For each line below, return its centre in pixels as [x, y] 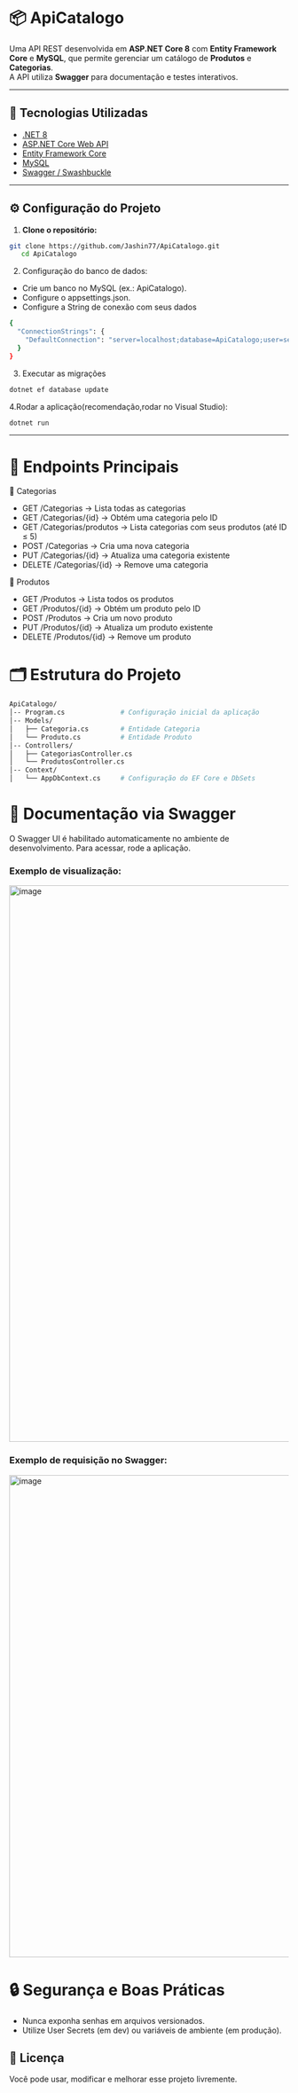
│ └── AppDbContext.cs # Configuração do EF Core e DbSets [132, 779]
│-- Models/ [31, 721]
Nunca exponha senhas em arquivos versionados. [114, 2020]
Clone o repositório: [59, 230]
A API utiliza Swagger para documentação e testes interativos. [124, 76]
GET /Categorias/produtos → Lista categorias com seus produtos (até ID [154, 527]
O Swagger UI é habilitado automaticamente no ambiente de [119, 839]
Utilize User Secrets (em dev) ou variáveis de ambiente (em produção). [152, 2030]
